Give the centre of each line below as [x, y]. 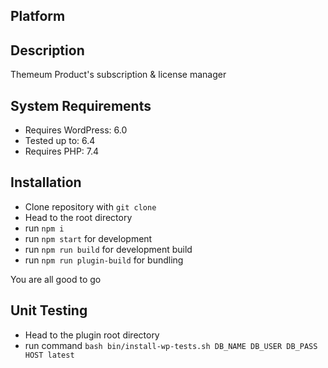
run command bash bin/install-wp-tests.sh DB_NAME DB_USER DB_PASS [171, 345]
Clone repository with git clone [90, 206]
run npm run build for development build [108, 249]
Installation [46, 182]
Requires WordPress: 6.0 [76, 130]
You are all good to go [56, 279]
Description [47, 50]
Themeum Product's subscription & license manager [118, 75]
